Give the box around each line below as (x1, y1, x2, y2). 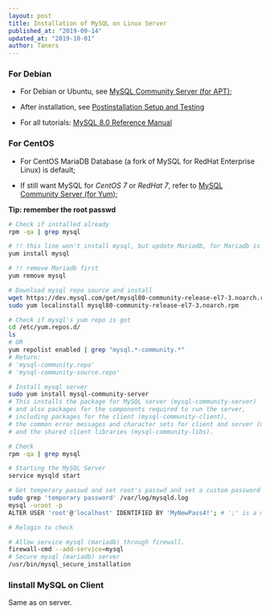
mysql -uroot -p (8, 501, 63, 509)
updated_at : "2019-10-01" (8, 34, 95, 43)
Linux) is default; (19, 164, 76, 174)
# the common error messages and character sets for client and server (8, 420, 253, 428)
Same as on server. (8, 598, 72, 608)
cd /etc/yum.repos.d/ (8, 323, 81, 331)
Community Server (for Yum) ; (19, 189, 118, 198)
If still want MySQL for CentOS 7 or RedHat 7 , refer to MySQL (19, 180, 223, 190)
